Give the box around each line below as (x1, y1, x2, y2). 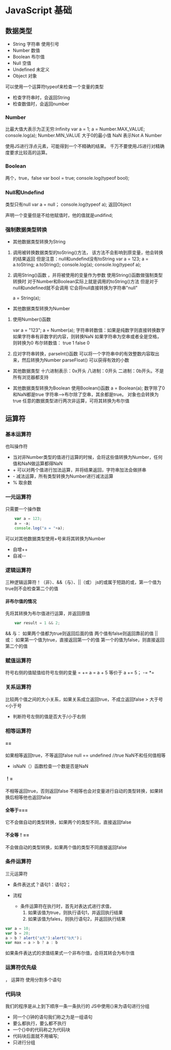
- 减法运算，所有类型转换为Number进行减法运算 (12, 473, 113, 479)
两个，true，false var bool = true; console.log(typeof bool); (5, 175, 130, 181)
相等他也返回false (14, 794, 51, 800)
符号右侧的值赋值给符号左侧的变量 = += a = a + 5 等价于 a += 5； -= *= (5, 670, 155, 676)
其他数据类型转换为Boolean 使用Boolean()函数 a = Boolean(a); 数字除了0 (12, 385, 165, 391)
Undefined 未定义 (12, 67, 50, 72)
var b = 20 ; (5, 930, 31, 936)
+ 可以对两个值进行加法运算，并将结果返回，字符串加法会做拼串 (12, 466, 147, 473)
